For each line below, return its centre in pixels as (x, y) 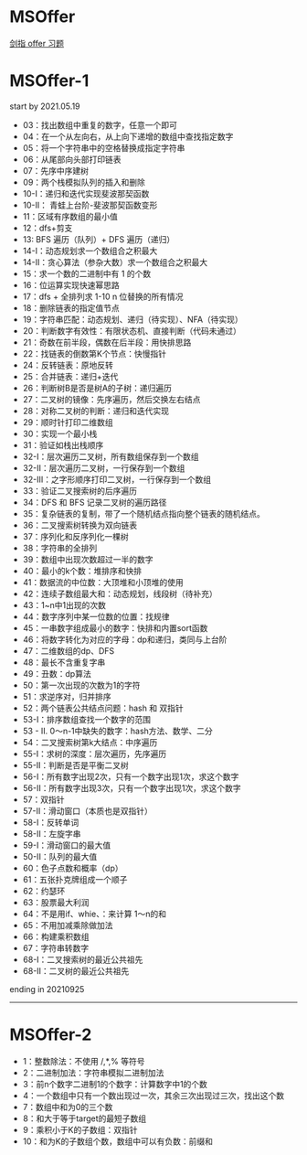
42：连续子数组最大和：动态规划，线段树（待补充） (120, 594)
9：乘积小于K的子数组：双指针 (80, 1129)
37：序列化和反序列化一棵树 (76, 536)
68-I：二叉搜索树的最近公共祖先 (83, 959)
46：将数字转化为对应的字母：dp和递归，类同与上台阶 (125, 639)
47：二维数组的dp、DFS (69, 650)
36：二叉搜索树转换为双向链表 (80, 525)
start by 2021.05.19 (45, 106)
